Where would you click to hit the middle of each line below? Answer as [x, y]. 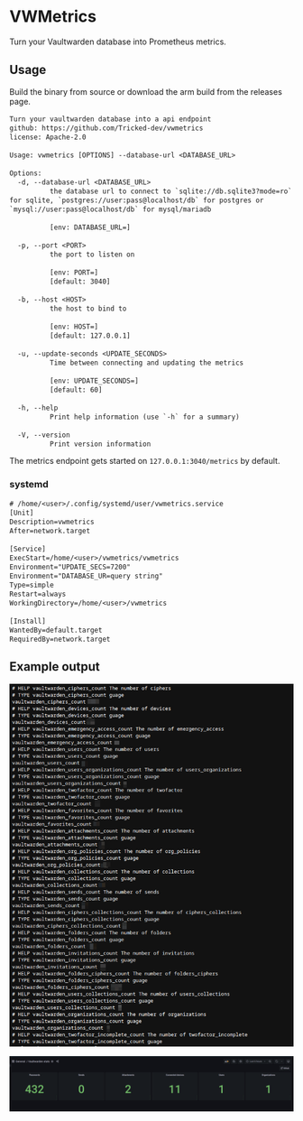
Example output [55, 667]
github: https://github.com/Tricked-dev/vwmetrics [106, 128]
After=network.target [50, 531]
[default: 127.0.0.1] [90, 336]
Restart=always [38, 594]
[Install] [28, 621]
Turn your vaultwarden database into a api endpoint [110, 119]
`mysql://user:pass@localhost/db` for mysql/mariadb [110, 209]
